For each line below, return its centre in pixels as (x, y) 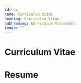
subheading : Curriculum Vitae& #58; (41, 23)
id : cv (11, 10)
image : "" (15, 28)
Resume (21, 75)
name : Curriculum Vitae (29, 14)
